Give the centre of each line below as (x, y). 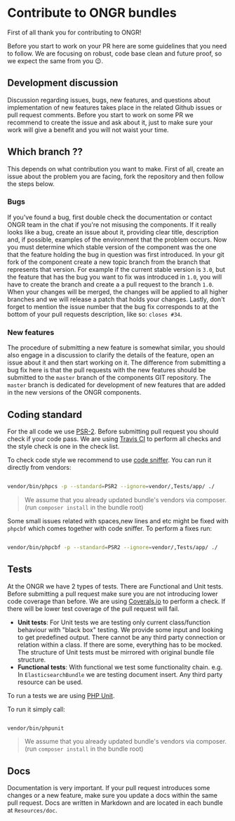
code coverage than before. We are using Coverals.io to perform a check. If (116, 601)
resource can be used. (50, 682)
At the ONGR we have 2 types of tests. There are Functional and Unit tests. (115, 586)
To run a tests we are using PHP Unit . (61, 695)
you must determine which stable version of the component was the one (112, 247)
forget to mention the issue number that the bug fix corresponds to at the (113, 306)
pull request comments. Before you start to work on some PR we (101, 114)
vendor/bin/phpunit (36, 728)
